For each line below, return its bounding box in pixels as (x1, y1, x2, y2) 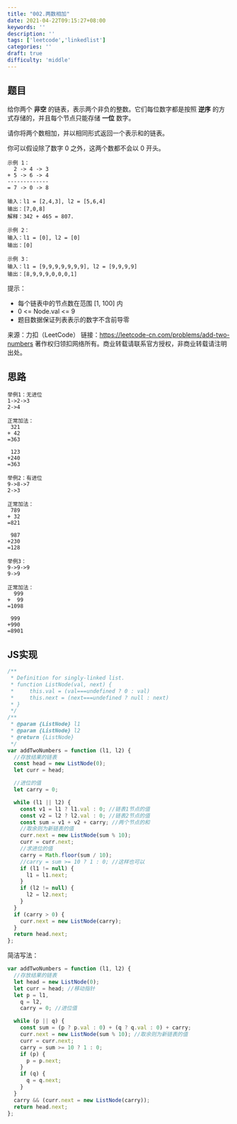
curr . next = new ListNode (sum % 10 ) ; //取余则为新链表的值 (20, 1031, 188, 1038)
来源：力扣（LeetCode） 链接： (7, 330, 100, 339)
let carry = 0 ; (13, 786, 59, 794)
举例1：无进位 (7, 391, 42, 399)
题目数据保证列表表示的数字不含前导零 (17, 315, 129, 323)
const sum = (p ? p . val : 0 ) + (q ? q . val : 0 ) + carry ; (20, 1024, 192, 1032)
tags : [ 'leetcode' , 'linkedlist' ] (7, 37, 106, 44)
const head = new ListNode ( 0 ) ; (13, 760, 106, 767)
